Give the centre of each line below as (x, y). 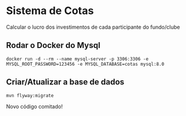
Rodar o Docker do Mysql (53, 45)
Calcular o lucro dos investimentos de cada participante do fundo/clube (93, 27)
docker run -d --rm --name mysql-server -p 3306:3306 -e (77, 59)
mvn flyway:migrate (30, 95)
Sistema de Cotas (50, 11)
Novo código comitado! (34, 106)
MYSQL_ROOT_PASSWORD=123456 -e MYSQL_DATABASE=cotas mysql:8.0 (85, 64)
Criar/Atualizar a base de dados (65, 82)
